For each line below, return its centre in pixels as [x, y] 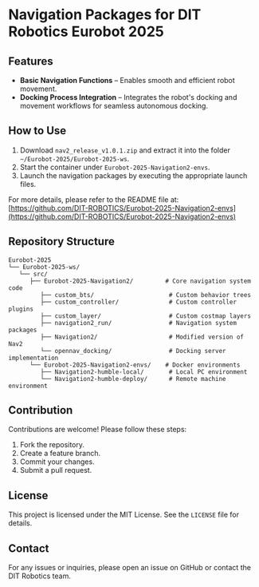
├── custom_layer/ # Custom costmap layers [145, 316]
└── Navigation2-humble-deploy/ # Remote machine [133, 379]
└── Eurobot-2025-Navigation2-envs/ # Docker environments [135, 365]
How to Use [37, 131]
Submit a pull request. [56, 470]
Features [31, 61]
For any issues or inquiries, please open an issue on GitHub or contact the [129, 568]
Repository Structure [62, 242]
